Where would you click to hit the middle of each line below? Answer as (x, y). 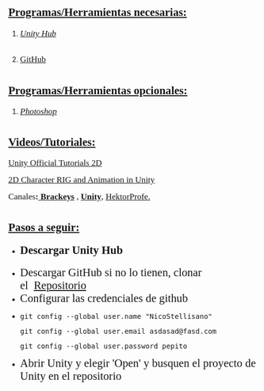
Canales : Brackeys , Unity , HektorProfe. (79, 197)
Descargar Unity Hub (71, 250)
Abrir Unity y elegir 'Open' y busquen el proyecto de (138, 363)
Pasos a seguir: (44, 228)
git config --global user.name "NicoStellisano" (116, 316)
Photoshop (38, 111)
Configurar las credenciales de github (104, 298)
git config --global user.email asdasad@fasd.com (118, 331)
